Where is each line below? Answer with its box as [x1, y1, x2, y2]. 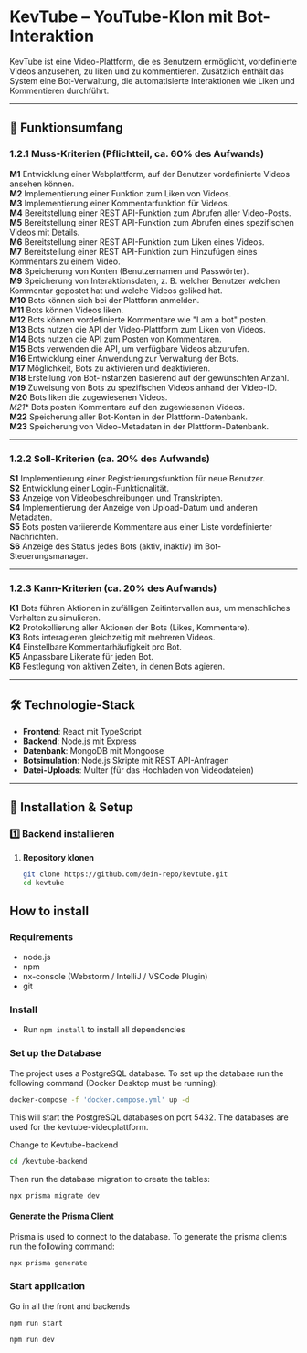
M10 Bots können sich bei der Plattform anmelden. [9, 294, 200, 305]
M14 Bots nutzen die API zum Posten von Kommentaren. [9, 333, 222, 344]
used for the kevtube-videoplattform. [9, 1121, 149, 1132]
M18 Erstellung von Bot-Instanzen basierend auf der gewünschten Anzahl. [9, 372, 290, 383]
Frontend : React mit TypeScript [22, 726, 142, 737]
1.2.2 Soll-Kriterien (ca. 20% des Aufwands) [9, 452, 210, 465]
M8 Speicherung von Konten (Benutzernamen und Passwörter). [9, 265, 249, 276]
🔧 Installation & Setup [9, 799, 134, 815]
